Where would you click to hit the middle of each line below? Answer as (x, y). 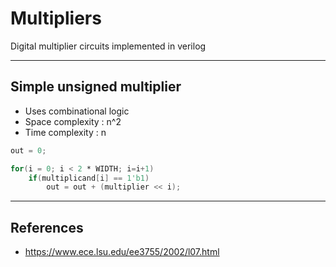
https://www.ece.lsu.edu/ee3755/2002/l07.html (122, 252)
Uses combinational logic (77, 111)
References (47, 227)
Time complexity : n (65, 132)
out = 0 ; (28, 150)
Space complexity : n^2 (73, 121)
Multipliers (56, 18)
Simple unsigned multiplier (96, 87)
